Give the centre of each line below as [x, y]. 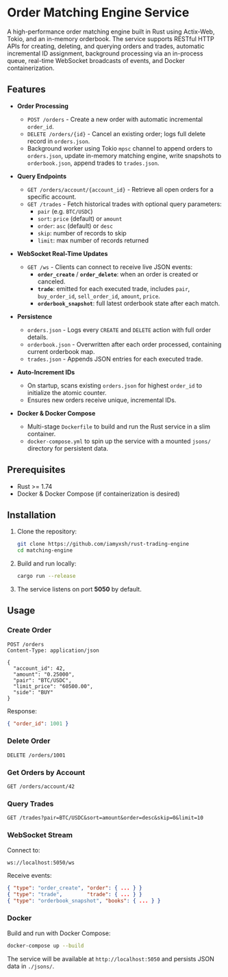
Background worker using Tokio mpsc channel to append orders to [120, 148]
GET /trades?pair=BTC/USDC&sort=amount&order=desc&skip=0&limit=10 [105, 818]
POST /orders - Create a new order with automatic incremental [115, 119]
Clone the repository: [47, 531]
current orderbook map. [61, 351]
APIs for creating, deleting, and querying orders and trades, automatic [106, 46]
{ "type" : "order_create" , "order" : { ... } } [75, 888]
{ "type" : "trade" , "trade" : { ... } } [75, 894]
